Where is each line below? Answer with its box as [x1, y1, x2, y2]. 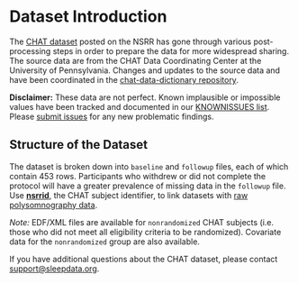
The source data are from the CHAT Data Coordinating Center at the [9, 55, 262, 66]
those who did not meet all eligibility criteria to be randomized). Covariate [9, 226, 282, 237]
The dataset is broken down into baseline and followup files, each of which [9, 160, 289, 172]
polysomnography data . [9, 199, 98, 210]
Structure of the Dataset [9, 137, 149, 152]
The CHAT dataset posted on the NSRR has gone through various [9, 36, 252, 47]
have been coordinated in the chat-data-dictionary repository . [9, 74, 239, 85]
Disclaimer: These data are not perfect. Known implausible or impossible [9, 92, 281, 103]
